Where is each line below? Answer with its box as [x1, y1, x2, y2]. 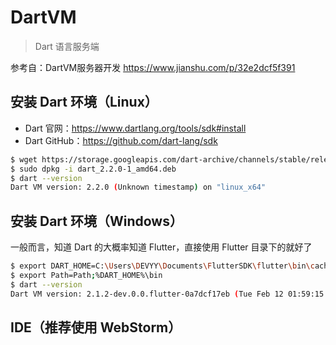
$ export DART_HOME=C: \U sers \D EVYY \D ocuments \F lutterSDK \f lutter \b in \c [10, 261, 315, 271]
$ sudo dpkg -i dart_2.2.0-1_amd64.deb [10, 164, 177, 174]
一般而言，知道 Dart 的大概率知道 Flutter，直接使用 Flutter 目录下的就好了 [10, 241, 313, 253]
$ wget [10, 154, 38, 165]
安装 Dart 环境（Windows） [10, 212, 183, 230]
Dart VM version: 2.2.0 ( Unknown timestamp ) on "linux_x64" [10, 182, 267, 193]
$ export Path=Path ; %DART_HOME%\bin [10, 270, 163, 280]
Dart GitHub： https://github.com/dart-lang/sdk [24, 134, 218, 146]
